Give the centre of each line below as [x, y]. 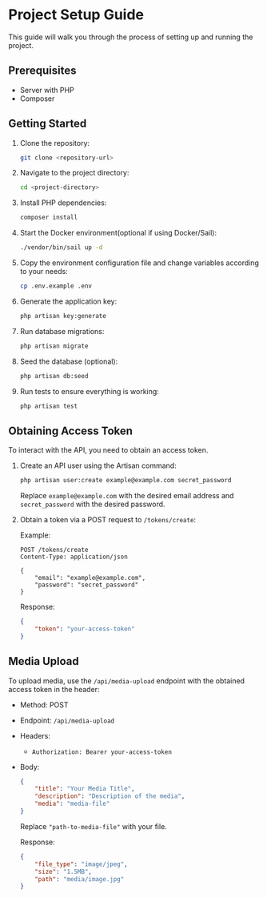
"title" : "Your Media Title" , [85, 789]
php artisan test [49, 406]
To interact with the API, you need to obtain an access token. [108, 450]
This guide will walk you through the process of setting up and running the [131, 37]
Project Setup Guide [76, 15]
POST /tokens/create [54, 550]
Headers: [35, 735]
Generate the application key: [68, 301]
